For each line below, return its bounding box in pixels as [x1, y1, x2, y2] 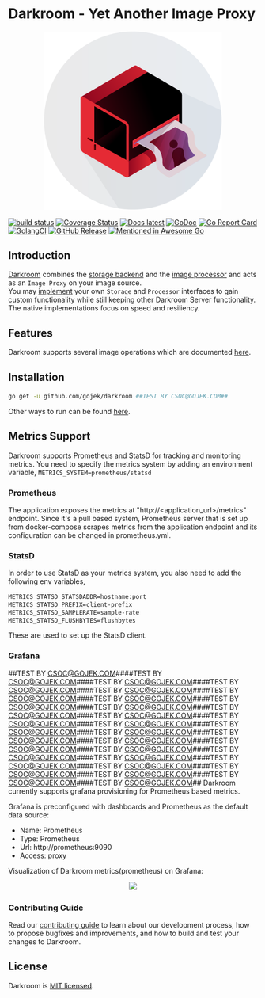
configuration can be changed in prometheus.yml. [8, 531, 172, 539]
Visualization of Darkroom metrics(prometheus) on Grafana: [8, 866, 203, 875]
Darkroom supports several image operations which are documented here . [8, 348, 252, 357]
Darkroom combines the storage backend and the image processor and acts [8, 270, 257, 280]
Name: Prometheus [19, 825, 83, 835]
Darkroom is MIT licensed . [8, 981, 94, 990]
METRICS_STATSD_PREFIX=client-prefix [8, 601, 133, 609]
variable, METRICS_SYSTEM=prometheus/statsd [8, 467, 152, 477]
